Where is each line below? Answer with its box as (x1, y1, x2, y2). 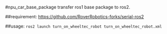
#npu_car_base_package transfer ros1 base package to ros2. (5, 4, 131, 10)
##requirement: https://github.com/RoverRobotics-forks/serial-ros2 (5, 14, 144, 19)
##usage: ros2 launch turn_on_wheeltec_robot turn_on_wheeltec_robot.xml (5, 23, 162, 29)
